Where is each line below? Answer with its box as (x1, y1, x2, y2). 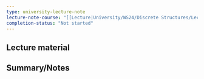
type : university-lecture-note (6, 8, 86, 15)
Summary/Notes (6, 63, 70, 73)
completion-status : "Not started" (6, 20, 94, 26)
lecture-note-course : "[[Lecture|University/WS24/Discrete (6, 14, 159, 21)
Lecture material (6, 42, 70, 52)
